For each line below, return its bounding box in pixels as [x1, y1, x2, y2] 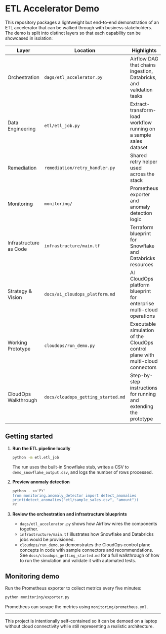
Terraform [130, 224, 154, 231]
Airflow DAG [130, 55, 159, 62]
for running [130, 390, 156, 397]
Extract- [130, 100, 150, 107]
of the [130, 333, 144, 340]
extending [130, 403, 154, 409]
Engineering [7, 125, 36, 132]
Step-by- [130, 372, 153, 379]
